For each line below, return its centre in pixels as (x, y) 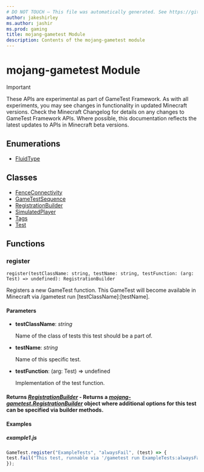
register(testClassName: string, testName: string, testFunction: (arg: (100, 274)
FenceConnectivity (39, 192)
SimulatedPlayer (36, 212)
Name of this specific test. (48, 359)
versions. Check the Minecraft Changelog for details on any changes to (95, 112)
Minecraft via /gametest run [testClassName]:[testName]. (78, 297)
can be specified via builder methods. (55, 410)
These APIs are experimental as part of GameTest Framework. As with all (97, 99)
